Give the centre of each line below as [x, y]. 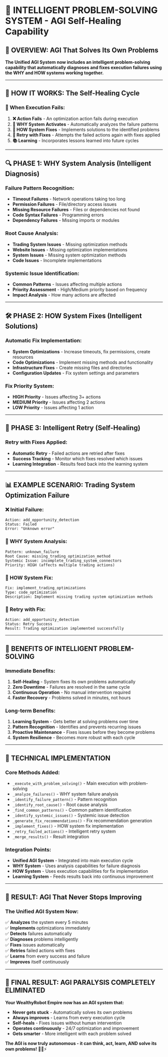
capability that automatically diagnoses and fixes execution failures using [83, 68]
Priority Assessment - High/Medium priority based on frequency [80, 289]
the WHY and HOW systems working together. [54, 73]
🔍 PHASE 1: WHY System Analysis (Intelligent [78, 163]
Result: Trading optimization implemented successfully [64, 629]
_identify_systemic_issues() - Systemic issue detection [71, 815]
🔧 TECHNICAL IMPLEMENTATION [58, 758]
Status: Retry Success [29, 624]
